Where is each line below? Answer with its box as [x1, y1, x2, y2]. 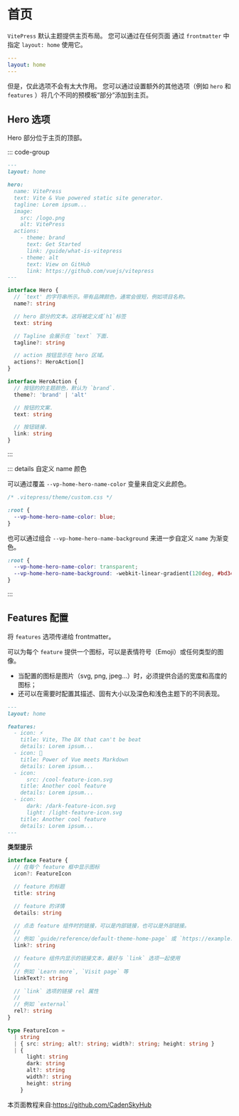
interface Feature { [7, 857, 69, 864]
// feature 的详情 [14, 902, 65, 909]
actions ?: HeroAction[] [14, 358, 84, 366]
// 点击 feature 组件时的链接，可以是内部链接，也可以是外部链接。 [14, 922, 190, 929]
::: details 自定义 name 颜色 [7, 465, 87, 472]
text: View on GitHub [26, 261, 91, 268]
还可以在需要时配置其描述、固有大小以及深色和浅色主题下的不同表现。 [17, 689, 224, 698]
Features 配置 [7, 612, 69, 624]
